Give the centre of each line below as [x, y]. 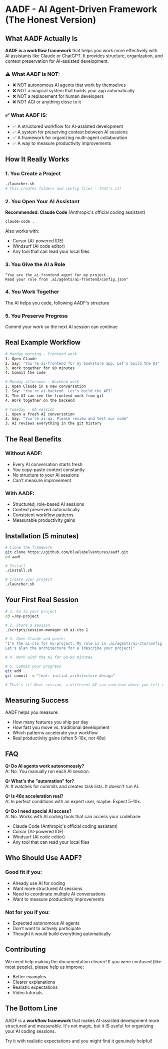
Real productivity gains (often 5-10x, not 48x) [59, 738]
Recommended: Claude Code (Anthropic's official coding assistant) [75, 212]
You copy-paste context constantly [48, 470]
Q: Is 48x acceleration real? [34, 796]
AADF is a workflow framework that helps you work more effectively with [81, 50]
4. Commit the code [25, 373]
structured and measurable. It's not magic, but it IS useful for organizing [79, 1026]
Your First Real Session [42, 600]
